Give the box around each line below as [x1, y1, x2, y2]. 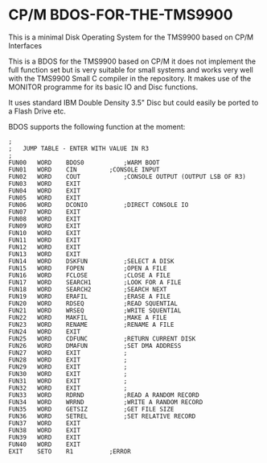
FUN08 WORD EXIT [8, 215, 81, 223]
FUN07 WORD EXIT [8, 208, 81, 216]
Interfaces [8, 40, 43, 50]
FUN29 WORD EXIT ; [8, 362, 128, 371]
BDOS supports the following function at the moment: [8, 122, 186, 131]
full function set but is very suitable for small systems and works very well [8, 64, 253, 74]
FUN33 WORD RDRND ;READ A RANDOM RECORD [8, 391, 199, 399]
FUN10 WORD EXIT [8, 229, 81, 237]
